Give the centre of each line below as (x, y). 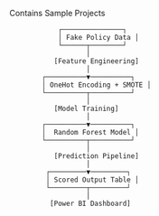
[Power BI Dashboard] (90, 203)
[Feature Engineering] (97, 61)
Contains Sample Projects (57, 13)
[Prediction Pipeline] (97, 156)
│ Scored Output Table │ (93, 180)
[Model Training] (86, 108)
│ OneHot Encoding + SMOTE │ (97, 85)
